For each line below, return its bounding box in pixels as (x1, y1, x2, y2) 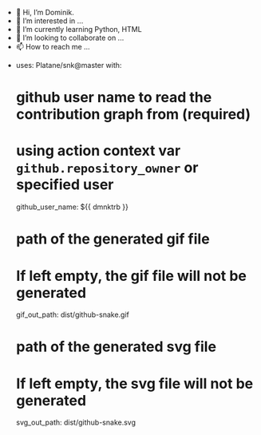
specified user (15, 176, 114, 194)
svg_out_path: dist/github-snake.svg (15, 417, 136, 427)
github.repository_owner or (15, 159, 199, 177)
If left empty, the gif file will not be (15, 267, 247, 285)
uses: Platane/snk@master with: (15, 61, 122, 69)
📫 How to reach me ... (15, 42, 90, 51)
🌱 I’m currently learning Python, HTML (15, 25, 142, 34)
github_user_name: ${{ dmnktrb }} (15, 202, 129, 212)
